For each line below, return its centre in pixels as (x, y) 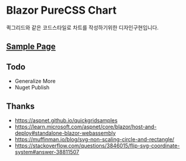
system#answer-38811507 (47, 151)
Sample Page (31, 47)
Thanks (21, 106)
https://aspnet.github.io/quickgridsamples (66, 120)
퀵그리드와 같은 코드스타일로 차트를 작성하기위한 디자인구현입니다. (83, 27)
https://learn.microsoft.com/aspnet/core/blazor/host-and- (86, 127)
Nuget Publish (32, 87)
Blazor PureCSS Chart (62, 10)
